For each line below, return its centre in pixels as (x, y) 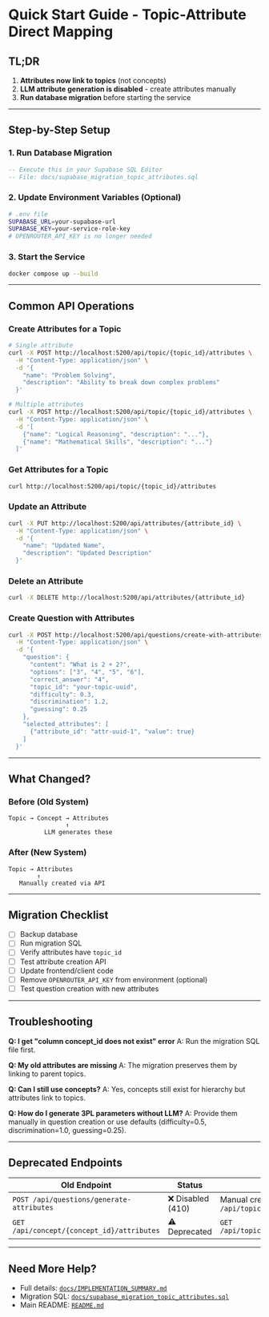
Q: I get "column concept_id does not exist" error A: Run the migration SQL (134, 1041)
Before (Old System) (49, 801)
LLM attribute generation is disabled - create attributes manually (128, 89)
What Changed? (50, 779)
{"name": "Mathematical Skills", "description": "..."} (118, 442)
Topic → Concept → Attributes (59, 818)
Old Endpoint (86, 1185)
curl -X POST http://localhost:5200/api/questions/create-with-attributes (136, 635)
